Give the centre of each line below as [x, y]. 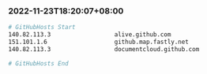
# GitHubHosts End [38, 63]
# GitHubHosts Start [42, 28]
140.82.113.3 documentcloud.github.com [104, 49]
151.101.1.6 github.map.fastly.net [99, 42]
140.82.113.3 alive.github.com [90, 35]
